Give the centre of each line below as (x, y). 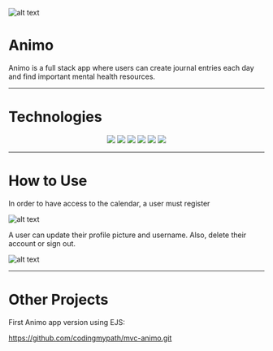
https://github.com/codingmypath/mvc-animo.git (90, 338)
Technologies (56, 117)
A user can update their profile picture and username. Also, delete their (128, 235)
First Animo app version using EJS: (67, 322)
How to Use (48, 181)
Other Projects (58, 300)
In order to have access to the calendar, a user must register (109, 203)
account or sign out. (42, 243)
